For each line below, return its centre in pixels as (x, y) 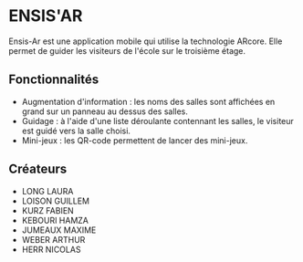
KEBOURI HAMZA (55, 220)
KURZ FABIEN (47, 210)
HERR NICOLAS (51, 249)
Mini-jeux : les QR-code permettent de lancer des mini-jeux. (135, 140)
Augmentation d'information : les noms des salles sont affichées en (148, 101)
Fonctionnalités (54, 80)
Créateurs (38, 169)
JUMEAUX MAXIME (59, 230)
